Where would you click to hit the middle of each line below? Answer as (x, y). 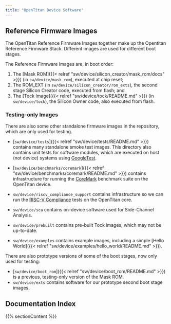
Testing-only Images (32, 115)
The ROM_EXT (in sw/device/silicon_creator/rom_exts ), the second (85, 85)
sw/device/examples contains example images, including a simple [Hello (88, 240)
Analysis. (22, 215)
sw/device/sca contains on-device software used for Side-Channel (83, 209)
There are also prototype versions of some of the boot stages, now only (81, 256)
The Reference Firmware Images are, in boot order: (60, 64)
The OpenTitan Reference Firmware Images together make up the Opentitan (86, 43)
